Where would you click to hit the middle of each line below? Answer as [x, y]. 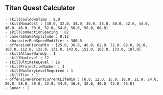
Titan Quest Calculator [40, 8]
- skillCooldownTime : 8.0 [33, 19]
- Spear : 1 [17, 88]
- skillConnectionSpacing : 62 [37, 32]
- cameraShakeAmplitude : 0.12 [37, 36]
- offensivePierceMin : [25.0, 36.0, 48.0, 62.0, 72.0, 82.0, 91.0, [76, 45]
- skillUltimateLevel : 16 [33, 62]
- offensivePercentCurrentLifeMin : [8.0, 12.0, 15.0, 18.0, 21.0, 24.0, [82, 79]
